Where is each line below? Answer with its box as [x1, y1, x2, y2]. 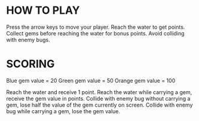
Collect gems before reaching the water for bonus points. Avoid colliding [6, 29, 185, 37]
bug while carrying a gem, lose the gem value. [6, 107, 121, 114]
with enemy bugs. [6, 36, 50, 43]
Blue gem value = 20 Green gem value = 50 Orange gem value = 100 [6, 77, 176, 84]
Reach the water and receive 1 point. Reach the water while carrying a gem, [6, 88, 192, 96]
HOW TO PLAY [6, 4, 80, 17]
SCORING [6, 58, 55, 71]
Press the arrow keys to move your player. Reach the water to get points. [6, 23, 185, 31]
